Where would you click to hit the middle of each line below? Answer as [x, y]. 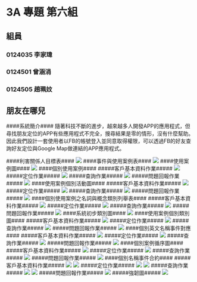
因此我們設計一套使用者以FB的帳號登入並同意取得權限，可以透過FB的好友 [96, 141]
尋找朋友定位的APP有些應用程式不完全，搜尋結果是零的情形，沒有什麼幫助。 [100, 134]
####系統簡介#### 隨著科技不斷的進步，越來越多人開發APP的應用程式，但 [98, 126]
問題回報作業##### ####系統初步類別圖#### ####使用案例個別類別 [98, 213]
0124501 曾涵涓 [29, 72]
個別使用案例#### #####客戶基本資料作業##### [112, 169]
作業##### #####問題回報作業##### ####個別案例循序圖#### [97, 243]
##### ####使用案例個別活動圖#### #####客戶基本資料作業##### [94, 184]
